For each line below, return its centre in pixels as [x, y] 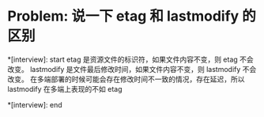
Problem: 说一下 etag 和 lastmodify [123, 16]
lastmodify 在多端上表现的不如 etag [65, 89]
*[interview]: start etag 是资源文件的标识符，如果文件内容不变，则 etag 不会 [130, 59]
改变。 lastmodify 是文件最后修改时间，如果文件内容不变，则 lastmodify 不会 [132, 69]
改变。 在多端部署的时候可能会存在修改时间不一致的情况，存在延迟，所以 [126, 79]
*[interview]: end [35, 104]
